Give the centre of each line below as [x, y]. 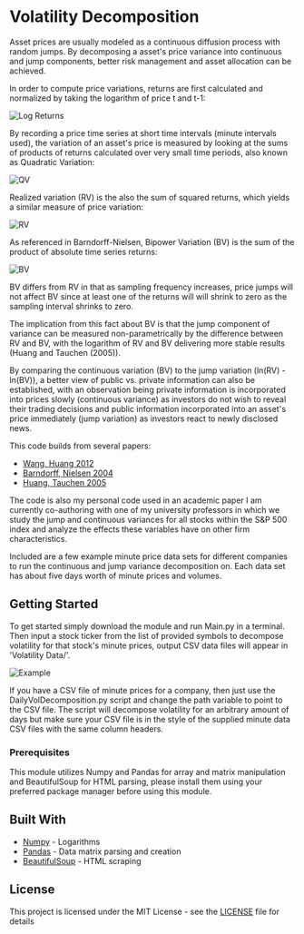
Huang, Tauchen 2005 [64, 482]
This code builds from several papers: [80, 446]
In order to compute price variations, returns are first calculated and [136, 88]
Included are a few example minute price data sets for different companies [149, 556]
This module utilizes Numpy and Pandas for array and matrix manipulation [147, 772]
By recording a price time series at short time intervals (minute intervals [143, 133]
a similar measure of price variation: [76, 207]
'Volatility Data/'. [40, 654]
